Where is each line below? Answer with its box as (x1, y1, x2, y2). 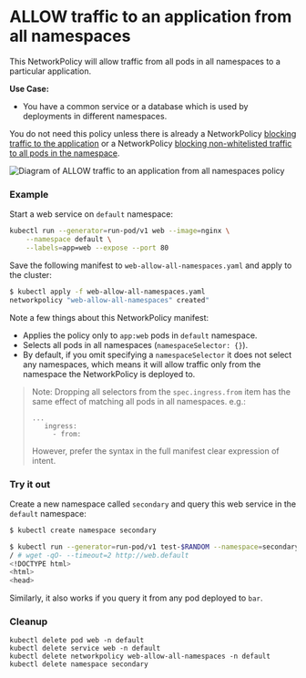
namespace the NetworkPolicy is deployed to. (22, 368, 196, 379)
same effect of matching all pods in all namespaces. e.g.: (31, 395, 246, 406)
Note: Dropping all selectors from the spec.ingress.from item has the (31, 385, 291, 397)
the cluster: (9, 269, 52, 280)
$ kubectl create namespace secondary (9, 526, 157, 535)
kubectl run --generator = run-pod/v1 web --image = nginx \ (9, 226, 230, 236)
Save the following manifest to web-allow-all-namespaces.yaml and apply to (9, 260, 292, 271)
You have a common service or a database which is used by (22, 100, 249, 111)
